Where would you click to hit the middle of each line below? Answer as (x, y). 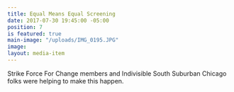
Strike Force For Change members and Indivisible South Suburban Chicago (117, 73)
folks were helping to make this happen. (66, 81)
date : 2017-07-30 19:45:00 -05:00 (58, 21)
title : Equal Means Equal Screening (61, 14)
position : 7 (25, 27)
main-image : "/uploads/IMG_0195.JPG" (63, 40)
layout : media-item (36, 54)
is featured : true (34, 34)
